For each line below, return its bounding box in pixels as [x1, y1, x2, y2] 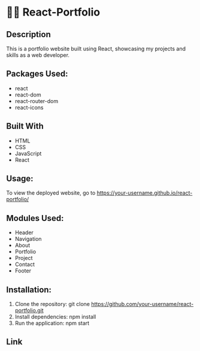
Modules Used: [6, 213, 64, 223]
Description [6, 29, 51, 40]
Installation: [6, 285, 52, 295]
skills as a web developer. [6, 52, 70, 59]
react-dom [14, 91, 41, 98]
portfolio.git [14, 307, 44, 314]
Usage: [6, 174, 34, 184]
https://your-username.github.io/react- [96, 189, 193, 196]
